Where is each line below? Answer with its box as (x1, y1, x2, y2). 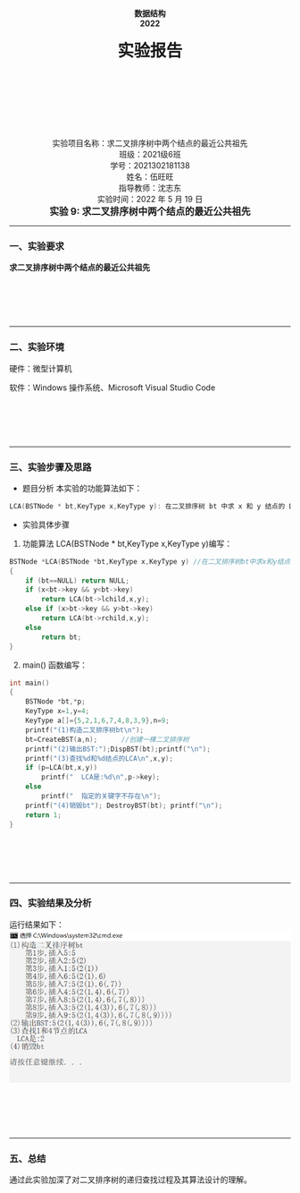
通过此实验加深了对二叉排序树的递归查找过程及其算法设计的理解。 (9, 1174, 252, 1185)
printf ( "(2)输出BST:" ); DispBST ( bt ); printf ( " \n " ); (25, 745, 212, 754)
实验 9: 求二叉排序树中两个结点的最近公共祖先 (48, 206, 252, 217)
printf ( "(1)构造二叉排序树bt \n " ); (25, 725, 145, 735)
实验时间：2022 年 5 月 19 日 (96, 194, 204, 204)
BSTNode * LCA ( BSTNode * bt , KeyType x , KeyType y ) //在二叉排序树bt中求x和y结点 (9, 557, 291, 566)
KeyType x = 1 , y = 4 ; (25, 707, 90, 716)
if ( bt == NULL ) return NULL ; (25, 575, 129, 585)
